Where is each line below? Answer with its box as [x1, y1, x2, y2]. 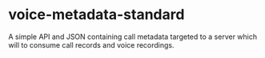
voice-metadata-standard [8, 6, 185, 24]
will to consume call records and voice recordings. [8, 40, 175, 49]
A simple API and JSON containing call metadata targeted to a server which [8, 32, 258, 41]
